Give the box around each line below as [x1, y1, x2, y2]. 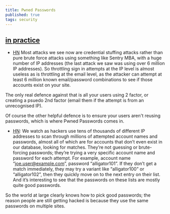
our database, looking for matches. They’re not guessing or [12, 144, 138, 151]
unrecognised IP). [5, 103, 43, 109]
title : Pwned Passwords [5, 7, 56, 13]
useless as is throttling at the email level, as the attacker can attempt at [12, 71, 162, 77]
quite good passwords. [12, 182, 61, 188]
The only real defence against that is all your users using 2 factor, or [5, 92, 149, 98]
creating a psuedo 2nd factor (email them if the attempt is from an [5, 98, 144, 104]
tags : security [5, 17, 38, 22]
